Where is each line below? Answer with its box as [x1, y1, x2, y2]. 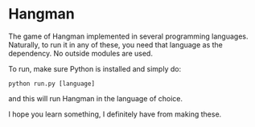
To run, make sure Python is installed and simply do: [8, 63, 182, 73]
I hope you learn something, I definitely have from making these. [8, 109, 222, 119]
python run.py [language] [8, 80, 95, 88]
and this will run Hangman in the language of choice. [8, 93, 183, 103]
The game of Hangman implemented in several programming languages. [8, 31, 249, 41]
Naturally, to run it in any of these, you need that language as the [8, 39, 223, 49]
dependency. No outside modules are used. [8, 48, 153, 58]
